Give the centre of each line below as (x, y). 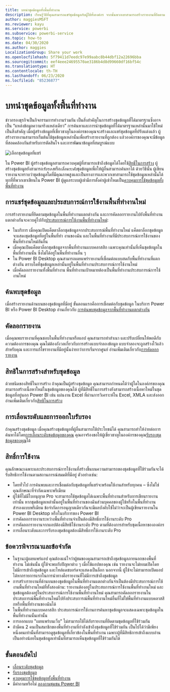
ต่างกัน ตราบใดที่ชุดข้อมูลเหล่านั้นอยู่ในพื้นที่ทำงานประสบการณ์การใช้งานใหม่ (75, 264)
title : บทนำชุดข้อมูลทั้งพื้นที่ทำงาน (33, 10)
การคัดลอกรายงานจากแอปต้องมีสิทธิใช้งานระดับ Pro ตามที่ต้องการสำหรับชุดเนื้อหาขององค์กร (88, 524)
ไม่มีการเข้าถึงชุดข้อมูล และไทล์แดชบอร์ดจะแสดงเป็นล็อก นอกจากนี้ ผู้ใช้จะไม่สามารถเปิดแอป (88, 570)
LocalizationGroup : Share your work (44, 52)
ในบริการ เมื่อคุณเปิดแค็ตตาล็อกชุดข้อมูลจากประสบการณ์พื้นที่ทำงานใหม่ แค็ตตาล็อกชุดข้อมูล (88, 230)
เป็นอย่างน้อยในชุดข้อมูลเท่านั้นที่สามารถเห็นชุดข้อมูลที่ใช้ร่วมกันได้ (66, 638)
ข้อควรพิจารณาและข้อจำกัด (38, 546)
